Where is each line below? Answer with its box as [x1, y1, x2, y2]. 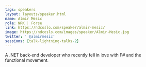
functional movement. [5, 57, 49, 63]
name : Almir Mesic [5, 16, 42, 21]
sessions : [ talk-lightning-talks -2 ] [5, 39, 79, 44]
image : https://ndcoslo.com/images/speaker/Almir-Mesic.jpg [5, 30, 130, 34]
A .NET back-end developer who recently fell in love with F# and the [5, 52, 142, 58]
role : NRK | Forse [5, 20, 42, 26]
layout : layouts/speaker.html [5, 12, 66, 17]
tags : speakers [5, 7, 36, 12]
